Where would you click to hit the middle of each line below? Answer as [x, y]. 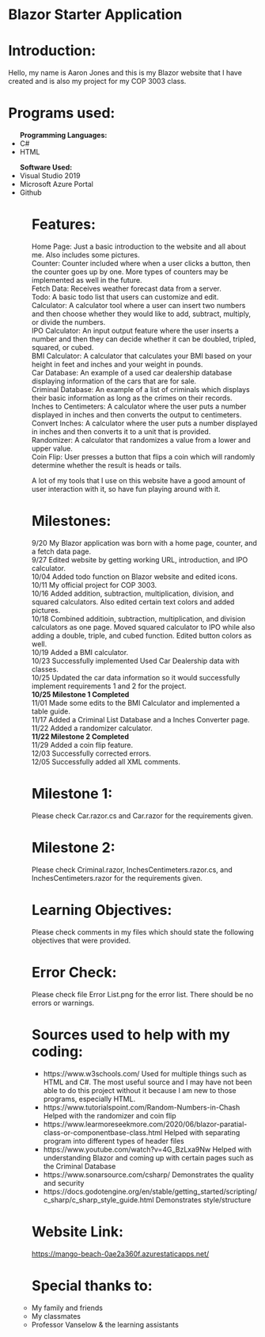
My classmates [56, 1316]
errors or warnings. [63, 1003]
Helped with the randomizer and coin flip [110, 1115]
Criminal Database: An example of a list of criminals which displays [141, 389]
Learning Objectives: [102, 910]
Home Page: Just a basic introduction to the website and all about [139, 246]
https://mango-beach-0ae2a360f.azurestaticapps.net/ [120, 1254]
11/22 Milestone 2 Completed [80, 736]
